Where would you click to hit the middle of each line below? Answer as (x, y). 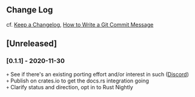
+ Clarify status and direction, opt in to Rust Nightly (70, 87)
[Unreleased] (32, 44)
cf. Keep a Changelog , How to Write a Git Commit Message (80, 24)
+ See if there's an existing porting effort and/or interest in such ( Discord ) (98, 74)
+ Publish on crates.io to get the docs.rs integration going (78, 81)
